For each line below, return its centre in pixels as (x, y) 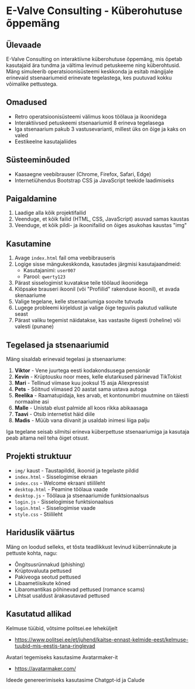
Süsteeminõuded (38, 160)
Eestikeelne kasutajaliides (46, 141)
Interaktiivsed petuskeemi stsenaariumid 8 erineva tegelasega (89, 123)
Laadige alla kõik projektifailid (50, 213)
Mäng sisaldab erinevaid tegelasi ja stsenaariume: (66, 359)
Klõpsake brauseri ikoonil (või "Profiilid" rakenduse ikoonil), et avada (97, 289)
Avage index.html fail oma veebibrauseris (65, 258)
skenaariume (30, 295)
